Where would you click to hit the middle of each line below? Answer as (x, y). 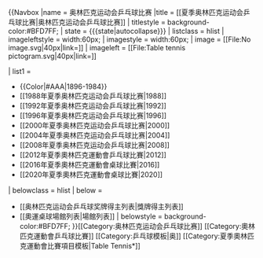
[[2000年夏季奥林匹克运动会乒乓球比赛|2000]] (95, 125)
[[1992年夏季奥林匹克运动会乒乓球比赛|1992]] (93, 106)
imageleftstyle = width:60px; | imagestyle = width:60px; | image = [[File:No (130, 39)
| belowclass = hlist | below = (55, 190)
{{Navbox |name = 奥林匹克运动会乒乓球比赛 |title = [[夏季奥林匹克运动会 (126, 12)
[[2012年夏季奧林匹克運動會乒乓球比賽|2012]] (93, 155)
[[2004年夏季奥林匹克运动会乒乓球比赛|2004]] (95, 135)
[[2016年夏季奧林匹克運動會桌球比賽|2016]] (89, 165)
